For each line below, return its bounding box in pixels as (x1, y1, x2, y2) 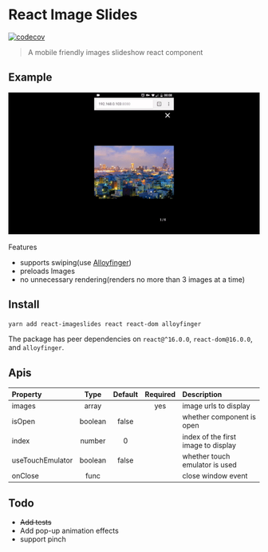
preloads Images (19, 266, 76, 276)
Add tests (19, 518, 52, 527)
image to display (182, 440, 237, 450)
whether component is (182, 412, 257, 422)
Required (144, 389, 176, 399)
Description (182, 389, 223, 399)
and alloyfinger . (8, 343, 65, 352)
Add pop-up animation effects (19, 526, 120, 536)
